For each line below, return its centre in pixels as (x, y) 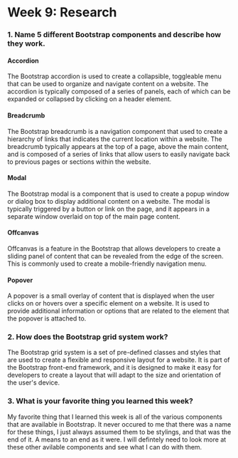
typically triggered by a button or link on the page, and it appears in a (109, 209)
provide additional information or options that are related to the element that (118, 311)
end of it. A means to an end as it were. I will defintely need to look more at (117, 439)
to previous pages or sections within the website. (79, 162)
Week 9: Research (62, 12)
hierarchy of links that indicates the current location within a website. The (115, 139)
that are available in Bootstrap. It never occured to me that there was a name (119, 424)
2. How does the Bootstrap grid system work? (88, 337)
